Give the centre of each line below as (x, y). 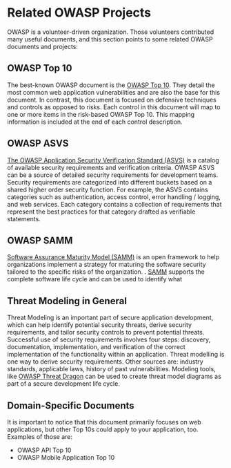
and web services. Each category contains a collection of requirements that (114, 204)
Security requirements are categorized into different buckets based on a (110, 182)
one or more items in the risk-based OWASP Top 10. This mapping (101, 114)
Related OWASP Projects (79, 13)
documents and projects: (42, 46)
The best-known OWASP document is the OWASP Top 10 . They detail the (111, 85)
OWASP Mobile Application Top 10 (66, 457)
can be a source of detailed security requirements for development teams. (113, 175)
